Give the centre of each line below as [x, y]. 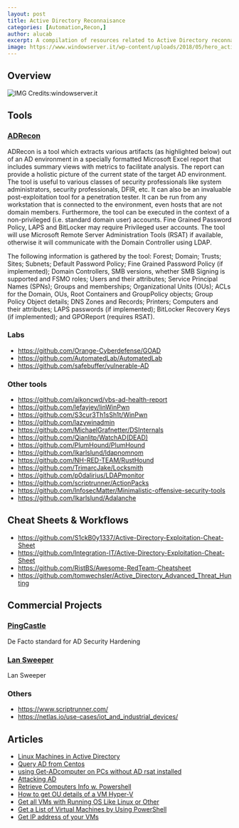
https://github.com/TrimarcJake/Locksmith [80, 468]
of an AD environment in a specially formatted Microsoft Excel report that [115, 159]
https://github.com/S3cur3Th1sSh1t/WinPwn [83, 415]
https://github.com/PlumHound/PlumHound [81, 445]
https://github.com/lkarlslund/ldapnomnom [80, 452]
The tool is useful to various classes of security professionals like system [115, 182]
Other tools [27, 384]
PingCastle [27, 626]
